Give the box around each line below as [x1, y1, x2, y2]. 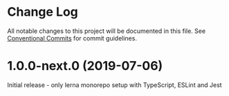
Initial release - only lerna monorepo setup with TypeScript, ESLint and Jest [7, 80, 223, 89]
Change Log [7, 4, 78, 20]
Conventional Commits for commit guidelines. [7, 34, 137, 42]
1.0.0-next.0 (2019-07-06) [7, 58, 163, 74]
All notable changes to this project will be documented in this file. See [7, 27, 206, 35]
